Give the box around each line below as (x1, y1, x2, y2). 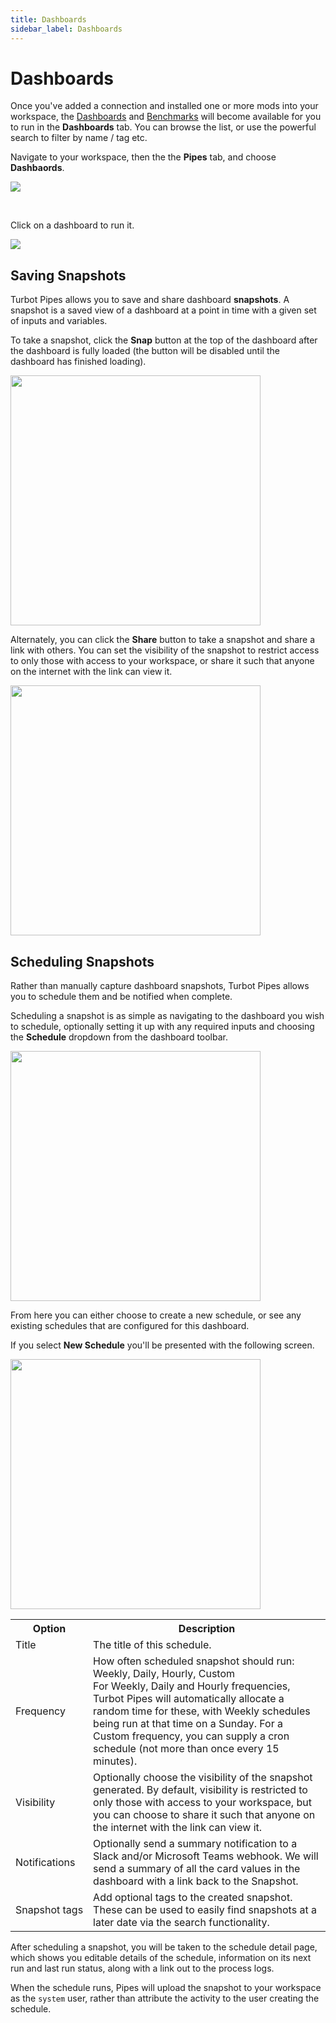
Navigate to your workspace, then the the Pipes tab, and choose (10, 151, 277, 163)
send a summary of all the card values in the (93, 1862, 301, 1876)
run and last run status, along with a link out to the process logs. (10, 1962, 275, 1975)
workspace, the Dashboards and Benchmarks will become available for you (10, 111, 322, 123)
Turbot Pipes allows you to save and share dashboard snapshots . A (10, 294, 290, 306)
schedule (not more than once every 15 (93, 1742, 280, 1756)
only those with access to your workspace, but (93, 1796, 312, 1810)
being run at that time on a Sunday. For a (93, 1717, 284, 1731)
